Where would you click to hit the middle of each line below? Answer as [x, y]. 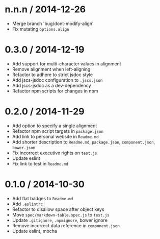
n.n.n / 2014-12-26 [45, 9]
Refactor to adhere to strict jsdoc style [52, 75]
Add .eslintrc [27, 204]
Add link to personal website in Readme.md [55, 136]
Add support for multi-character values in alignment [66, 64]
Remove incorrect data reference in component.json [66, 225]
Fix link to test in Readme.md [40, 163]
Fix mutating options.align [41, 29]
